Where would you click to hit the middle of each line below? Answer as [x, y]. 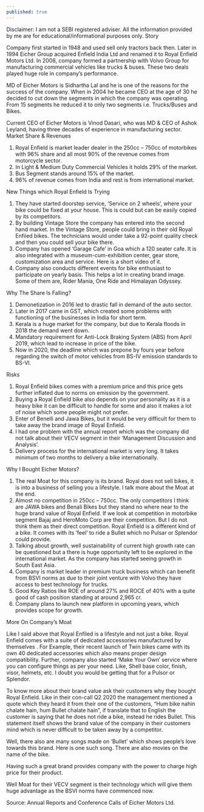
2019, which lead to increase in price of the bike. [76, 343]
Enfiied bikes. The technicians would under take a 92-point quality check [106, 235]
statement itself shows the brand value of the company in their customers [99, 723]
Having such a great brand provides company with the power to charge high [102, 766]
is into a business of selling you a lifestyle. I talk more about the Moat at [104, 487]
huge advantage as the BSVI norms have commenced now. [80, 791]
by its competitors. [38, 216]
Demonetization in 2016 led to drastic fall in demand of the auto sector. [104, 304]
